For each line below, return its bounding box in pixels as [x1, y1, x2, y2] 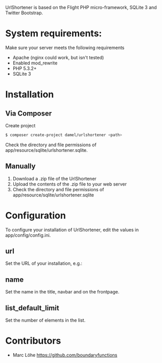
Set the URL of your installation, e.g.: [5, 260, 83, 266]
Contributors [5, 335, 61, 347]
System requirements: [5, 28, 102, 39]
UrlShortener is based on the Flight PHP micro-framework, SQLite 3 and [5, 5, 157, 10]
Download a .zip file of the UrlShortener [12, 175, 97, 181]
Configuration [5, 210, 66, 221]
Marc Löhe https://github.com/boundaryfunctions [12, 352, 118, 358]
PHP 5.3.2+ [12, 65, 37, 71]
